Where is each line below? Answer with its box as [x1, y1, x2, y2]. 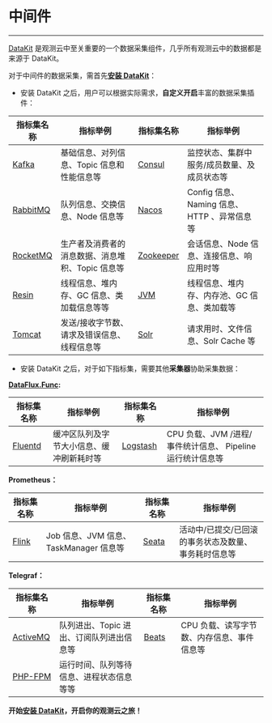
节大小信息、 [52, 440, 102, 452]
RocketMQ [12, 249, 53, 261]
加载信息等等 [60, 301, 109, 313]
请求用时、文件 [187, 323, 244, 334]
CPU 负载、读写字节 [181, 619, 257, 631]
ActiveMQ [12, 631, 50, 642]
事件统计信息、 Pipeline [166, 440, 257, 452]
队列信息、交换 [60, 198, 117, 210]
